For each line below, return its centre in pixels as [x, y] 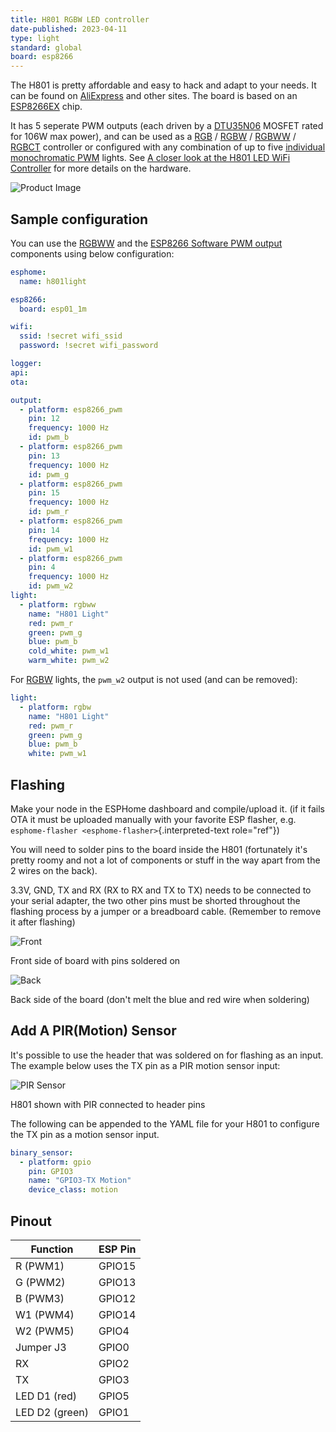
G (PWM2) [40, 1282]
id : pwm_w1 [51, 549]
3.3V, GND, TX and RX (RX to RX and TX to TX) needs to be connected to [161, 890]
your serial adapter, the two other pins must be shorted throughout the [155, 900]
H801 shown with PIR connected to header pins [108, 1104]
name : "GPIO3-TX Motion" [80, 1181]
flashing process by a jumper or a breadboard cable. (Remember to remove [166, 911]
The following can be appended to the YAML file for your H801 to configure [165, 1123]
